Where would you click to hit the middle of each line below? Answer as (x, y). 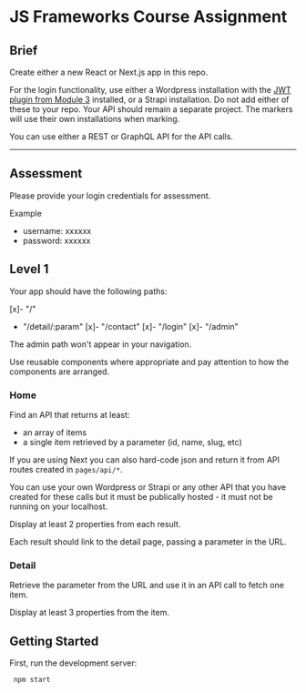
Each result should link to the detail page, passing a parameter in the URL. (148, 541)
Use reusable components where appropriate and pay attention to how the (149, 362)
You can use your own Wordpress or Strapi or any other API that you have (148, 487)
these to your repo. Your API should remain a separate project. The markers (151, 109)
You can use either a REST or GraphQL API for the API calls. (122, 137)
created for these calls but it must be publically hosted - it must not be (141, 496)
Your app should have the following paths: (88, 291)
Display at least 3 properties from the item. (90, 613)
